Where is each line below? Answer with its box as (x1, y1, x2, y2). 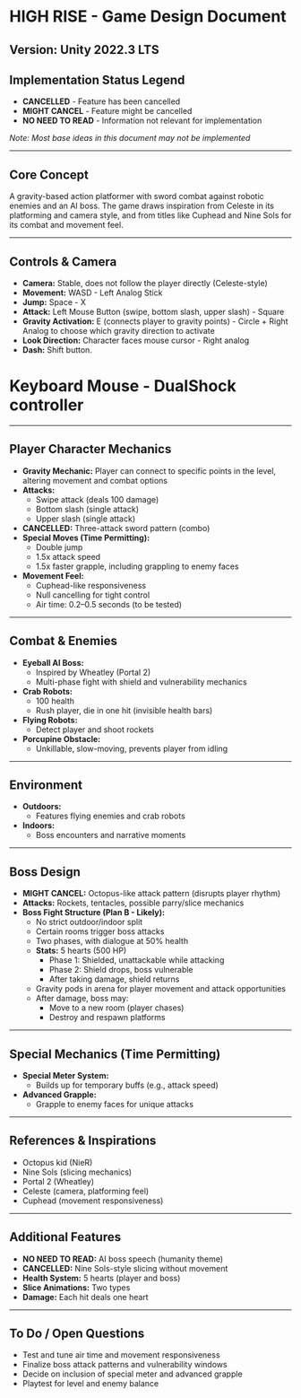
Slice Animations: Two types (21, 1281, 131, 1293)
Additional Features (9, 1229, 122, 1245)
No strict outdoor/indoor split (35, 917, 143, 928)
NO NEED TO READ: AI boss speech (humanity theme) (21, 1254, 224, 1264)
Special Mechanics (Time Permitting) (9, 1046, 221, 1062)
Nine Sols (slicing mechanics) (21, 1166, 133, 1177)
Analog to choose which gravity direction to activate (21, 326, 215, 336)
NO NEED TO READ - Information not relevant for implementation (21, 115, 262, 127)
